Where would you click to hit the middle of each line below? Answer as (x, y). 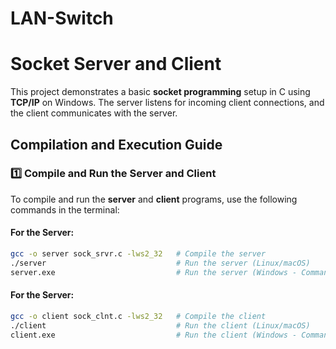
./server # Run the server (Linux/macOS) (160, 263)
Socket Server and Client (116, 64)
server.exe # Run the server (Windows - (154, 272)
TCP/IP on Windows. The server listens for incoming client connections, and (167, 103)
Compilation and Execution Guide (116, 144)
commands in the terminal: (65, 209)
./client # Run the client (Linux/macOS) (160, 325)
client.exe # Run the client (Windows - (154, 335)
